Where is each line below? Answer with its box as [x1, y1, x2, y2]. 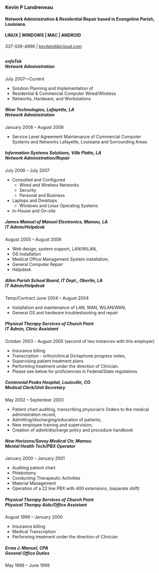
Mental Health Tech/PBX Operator [5, 443, 76, 449]
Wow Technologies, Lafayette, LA [5, 107, 75, 113]
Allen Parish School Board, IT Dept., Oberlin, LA [5, 278, 103, 284]
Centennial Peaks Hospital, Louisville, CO [5, 379, 91, 385]
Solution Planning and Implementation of [12, 85, 94, 91]
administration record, [12, 412, 57, 417]
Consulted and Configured [12, 177, 65, 182]
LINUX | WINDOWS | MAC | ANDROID [5, 32, 81, 38]
